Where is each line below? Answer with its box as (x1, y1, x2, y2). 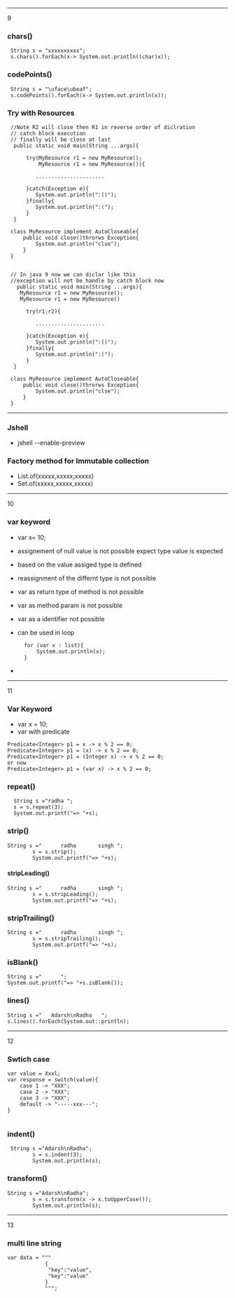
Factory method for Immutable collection (7, 457, 149, 466)
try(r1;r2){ (25, 308, 61, 315)
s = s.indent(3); (32, 1151, 83, 1158)
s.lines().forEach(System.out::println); (7, 1018, 130, 1025)
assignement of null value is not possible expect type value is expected (17, 546, 224, 555)
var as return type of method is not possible (17, 587, 144, 596)
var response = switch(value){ (7, 1076, 99, 1083)
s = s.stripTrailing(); (32, 935, 101, 942)
